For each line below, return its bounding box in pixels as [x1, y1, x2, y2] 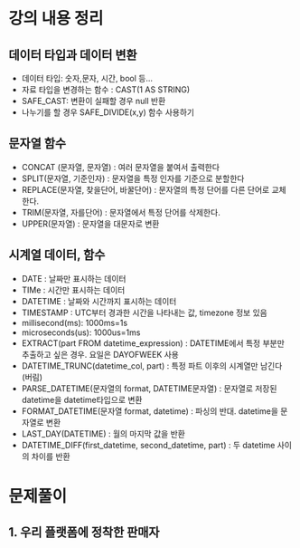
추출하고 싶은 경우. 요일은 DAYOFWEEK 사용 [21, 349, 180, 360]
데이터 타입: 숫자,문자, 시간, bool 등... [21, 73, 154, 83]
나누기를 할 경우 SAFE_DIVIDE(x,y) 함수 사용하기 [21, 107, 195, 118]
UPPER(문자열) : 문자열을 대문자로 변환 [21, 218, 160, 229]
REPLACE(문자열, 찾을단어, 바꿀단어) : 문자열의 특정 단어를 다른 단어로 [21, 184, 270, 195]
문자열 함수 [8, 136, 67, 151]
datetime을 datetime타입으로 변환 [21, 394, 143, 405]
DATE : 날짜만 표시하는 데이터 [21, 273, 127, 284]
